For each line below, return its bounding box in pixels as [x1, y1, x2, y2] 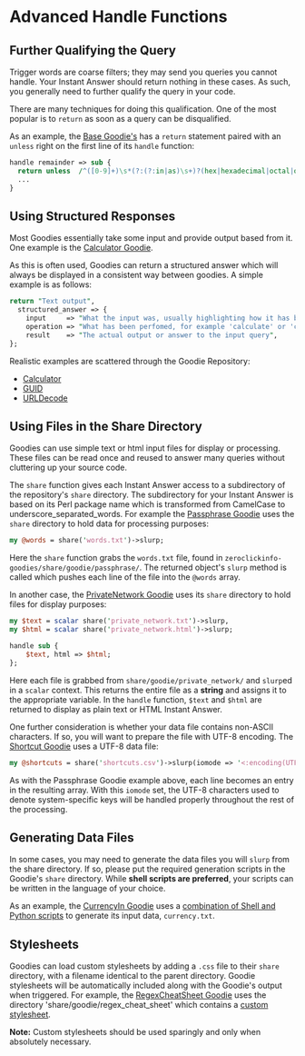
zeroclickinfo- [224, 554, 282, 563]
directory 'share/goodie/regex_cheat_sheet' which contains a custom [9, 1000, 269, 1011]
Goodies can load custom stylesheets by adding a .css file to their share [9, 961, 280, 971]
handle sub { [9, 642, 59, 651]
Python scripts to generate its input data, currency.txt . [9, 911, 215, 922]
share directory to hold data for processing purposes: [9, 518, 210, 529]
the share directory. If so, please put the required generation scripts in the [9, 863, 286, 874]
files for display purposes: [9, 599, 107, 610]
